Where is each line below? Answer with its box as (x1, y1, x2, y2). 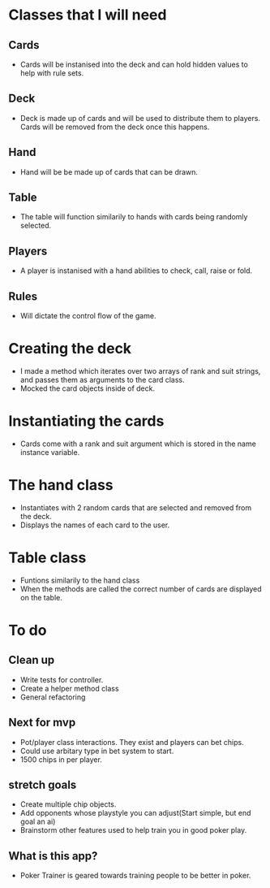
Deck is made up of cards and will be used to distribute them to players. (19, 113, 261, 123)
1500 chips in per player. (19, 754, 103, 765)
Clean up (8, 653, 55, 667)
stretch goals (8, 778, 77, 792)
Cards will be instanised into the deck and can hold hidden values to (19, 59, 249, 69)
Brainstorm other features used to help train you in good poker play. (19, 825, 247, 835)
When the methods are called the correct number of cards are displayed (19, 583, 262, 594)
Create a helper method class (19, 683, 119, 693)
